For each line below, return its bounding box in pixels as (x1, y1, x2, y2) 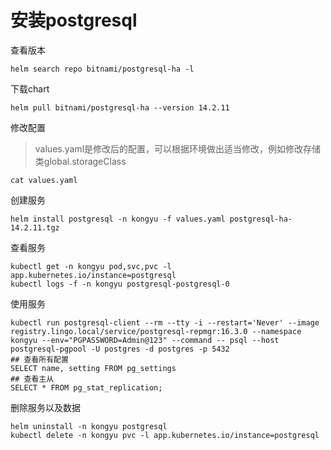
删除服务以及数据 (10, 401, 81, 413)
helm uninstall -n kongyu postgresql (10, 421, 168, 431)
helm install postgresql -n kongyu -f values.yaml (10, 214, 226, 224)
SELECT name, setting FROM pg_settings (10, 363, 177, 373)
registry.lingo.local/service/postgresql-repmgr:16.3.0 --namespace (10, 326, 302, 336)
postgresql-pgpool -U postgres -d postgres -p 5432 (10, 344, 230, 354)
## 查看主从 (10, 374, 55, 384)
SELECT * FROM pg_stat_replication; (10, 382, 163, 393)
